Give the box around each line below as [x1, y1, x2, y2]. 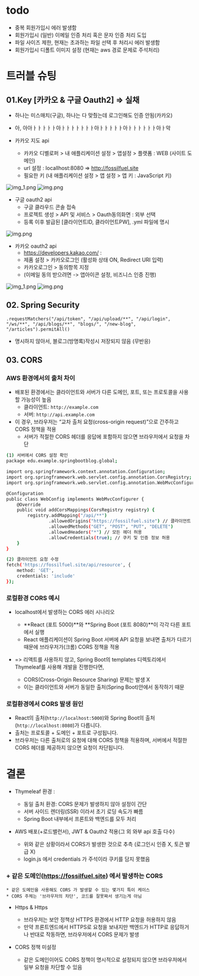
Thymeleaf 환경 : [14, 788, 55, 795]
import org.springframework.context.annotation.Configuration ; [6, 469, 166, 475]
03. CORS [6, 355, 43, 366]
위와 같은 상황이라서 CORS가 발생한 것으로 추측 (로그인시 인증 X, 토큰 [23, 840, 184, 848]
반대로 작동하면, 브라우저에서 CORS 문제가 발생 [30, 931, 139, 938]
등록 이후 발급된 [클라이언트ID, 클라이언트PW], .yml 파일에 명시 [23, 218, 170, 225]
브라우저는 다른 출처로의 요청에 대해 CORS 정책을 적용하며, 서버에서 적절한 [14, 736, 188, 744]
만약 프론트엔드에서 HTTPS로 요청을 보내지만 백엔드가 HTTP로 [23, 923, 169, 930]
